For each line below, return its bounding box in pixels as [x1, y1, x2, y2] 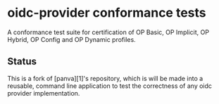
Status [7, 56, 37, 68]
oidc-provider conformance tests [7, 5, 206, 21]
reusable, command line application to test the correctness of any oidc [7, 82, 213, 90]
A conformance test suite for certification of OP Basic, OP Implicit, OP [7, 28, 210, 36]
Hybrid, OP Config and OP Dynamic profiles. [7, 35, 136, 43]
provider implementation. [7, 89, 80, 97]
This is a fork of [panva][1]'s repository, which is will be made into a [7, 74, 204, 82]
